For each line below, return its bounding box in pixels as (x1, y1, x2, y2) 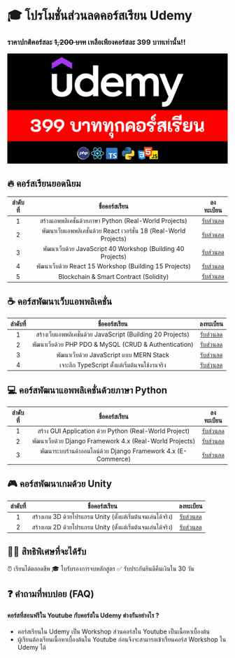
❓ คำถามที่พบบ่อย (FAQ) (7, 588, 94, 600)
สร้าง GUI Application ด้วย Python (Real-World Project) (37, 427, 190, 435)
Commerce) (97, 455, 131, 464)
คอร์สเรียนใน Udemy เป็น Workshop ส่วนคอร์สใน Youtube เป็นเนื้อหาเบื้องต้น (17, 627, 211, 636)
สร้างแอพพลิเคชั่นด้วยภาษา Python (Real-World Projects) (39, 217, 187, 225)
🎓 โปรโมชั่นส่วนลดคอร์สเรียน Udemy (7, 8, 192, 24)
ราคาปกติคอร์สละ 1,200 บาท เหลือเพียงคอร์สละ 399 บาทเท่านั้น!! (7, 38, 186, 48)
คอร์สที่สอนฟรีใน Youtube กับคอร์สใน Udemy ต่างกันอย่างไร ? (7, 611, 159, 620)
